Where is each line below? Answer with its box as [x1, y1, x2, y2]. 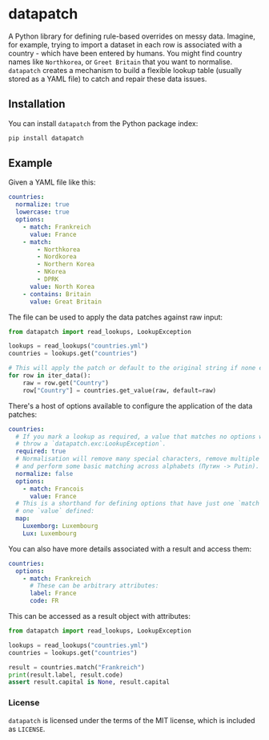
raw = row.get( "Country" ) [22, 379, 110, 387]
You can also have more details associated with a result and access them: [8, 543, 252, 554]
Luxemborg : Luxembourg [22, 522, 98, 531]
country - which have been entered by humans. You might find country [8, 48, 243, 58]
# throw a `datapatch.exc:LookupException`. [15, 440, 167, 448]
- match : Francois [22, 485, 84, 493]
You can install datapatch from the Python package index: [8, 118, 199, 128]
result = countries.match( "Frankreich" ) [8, 663, 146, 671]
